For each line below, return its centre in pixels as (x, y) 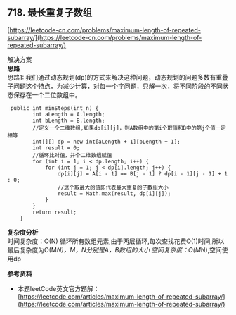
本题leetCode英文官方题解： (58, 288)
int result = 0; (56, 148)
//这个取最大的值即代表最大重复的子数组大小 (113, 187)
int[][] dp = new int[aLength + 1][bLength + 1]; (106, 142)
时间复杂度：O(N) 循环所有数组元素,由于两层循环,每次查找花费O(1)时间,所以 (116, 241)
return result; (55, 212)
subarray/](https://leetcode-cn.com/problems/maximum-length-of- (105, 37)
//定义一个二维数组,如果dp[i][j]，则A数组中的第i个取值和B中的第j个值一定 (129, 128)
